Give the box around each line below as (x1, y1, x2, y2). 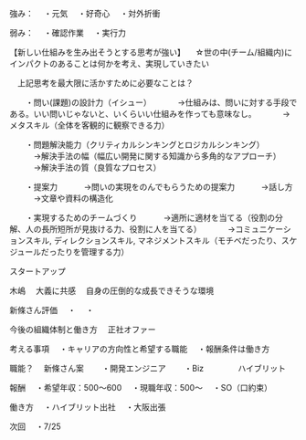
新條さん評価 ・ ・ (9, 305, 94, 315)
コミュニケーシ (235, 224, 292, 235)
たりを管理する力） (57, 246, 130, 257)
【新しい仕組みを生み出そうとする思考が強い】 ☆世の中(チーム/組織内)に (9, 47, 292, 58)
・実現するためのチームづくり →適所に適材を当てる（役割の (25, 213, 276, 223)
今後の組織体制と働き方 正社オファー (9, 324, 156, 335)
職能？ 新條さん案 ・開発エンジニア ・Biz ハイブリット (9, 363, 286, 373)
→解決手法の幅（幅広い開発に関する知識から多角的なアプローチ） (33, 151, 281, 162)
